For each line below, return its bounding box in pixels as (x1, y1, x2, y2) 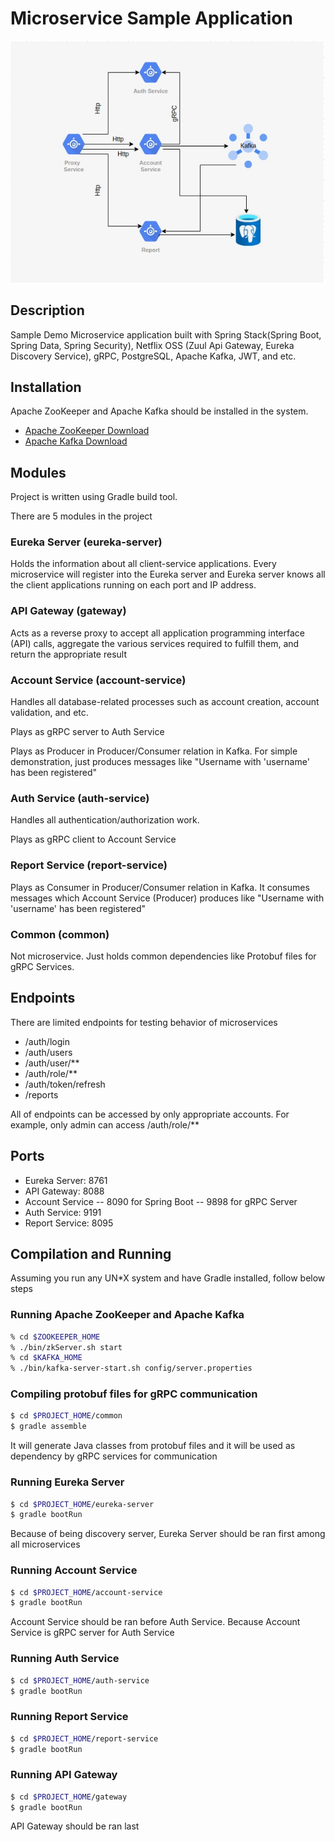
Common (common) (10, 927, 110, 941)
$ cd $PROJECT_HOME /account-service (10, 1587, 163, 1597)
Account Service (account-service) (10, 673, 187, 687)
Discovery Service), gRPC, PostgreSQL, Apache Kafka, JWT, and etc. (10, 350, 297, 362)
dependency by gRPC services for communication (10, 1450, 218, 1462)
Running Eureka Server (10, 1475, 125, 1489)
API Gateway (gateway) (10, 604, 127, 618)
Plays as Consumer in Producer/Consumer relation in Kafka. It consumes (10, 881, 310, 893)
